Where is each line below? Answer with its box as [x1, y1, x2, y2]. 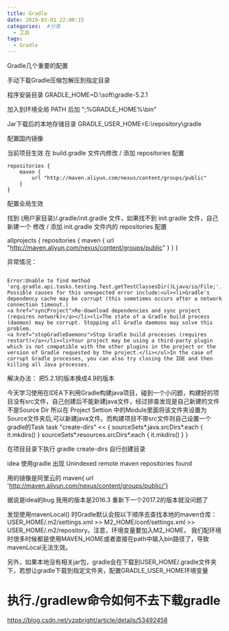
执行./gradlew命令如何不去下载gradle [7, 593, 221, 608]
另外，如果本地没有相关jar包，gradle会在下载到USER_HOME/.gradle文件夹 [7, 558, 217, 566]
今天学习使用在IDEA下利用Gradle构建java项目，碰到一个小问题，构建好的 [7, 388, 214, 397]
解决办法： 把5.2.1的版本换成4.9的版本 [7, 374, 115, 382]
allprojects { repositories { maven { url [7, 236, 114, 244]
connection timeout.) [7, 301, 69, 308]
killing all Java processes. [7, 361, 91, 368]
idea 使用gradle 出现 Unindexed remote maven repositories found [7, 460, 193, 467]
